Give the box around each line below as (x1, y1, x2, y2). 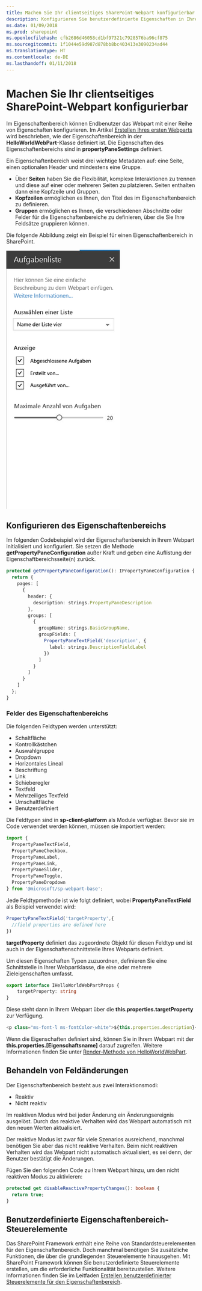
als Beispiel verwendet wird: (6, 903, 76, 910)
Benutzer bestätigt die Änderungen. (6, 1155, 95, 1162)
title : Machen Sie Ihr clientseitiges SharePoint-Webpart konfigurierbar (6, 10, 195, 16)
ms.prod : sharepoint (6, 29, 58, 35)
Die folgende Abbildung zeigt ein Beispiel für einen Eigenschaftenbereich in (6, 232, 194, 239)
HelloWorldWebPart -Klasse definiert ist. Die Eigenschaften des (6, 139, 164, 146)
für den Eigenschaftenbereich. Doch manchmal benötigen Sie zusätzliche (6, 1247, 188, 1254)
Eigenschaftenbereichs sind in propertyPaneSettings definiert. (6, 145, 163, 153)
